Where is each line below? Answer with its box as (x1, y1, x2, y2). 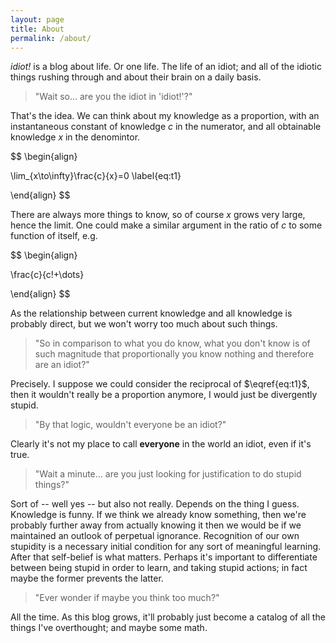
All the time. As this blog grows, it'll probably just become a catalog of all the (10, 611, 326, 623)
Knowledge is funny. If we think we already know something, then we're (10, 509, 307, 521)
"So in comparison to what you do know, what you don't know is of (34, 337, 311, 350)
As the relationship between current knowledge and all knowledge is (10, 307, 293, 320)
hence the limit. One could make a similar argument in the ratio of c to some (10, 219, 323, 231)
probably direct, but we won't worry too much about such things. (10, 318, 278, 330)
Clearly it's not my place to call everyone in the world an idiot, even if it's (10, 438, 312, 450)
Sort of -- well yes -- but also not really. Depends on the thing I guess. (10, 498, 300, 510)
